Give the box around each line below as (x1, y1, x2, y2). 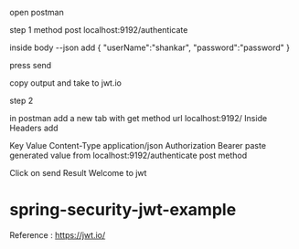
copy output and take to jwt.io (9, 78, 122, 88)
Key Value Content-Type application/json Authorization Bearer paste (9, 140, 267, 150)
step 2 (9, 95, 34, 106)
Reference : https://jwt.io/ (9, 229, 106, 240)
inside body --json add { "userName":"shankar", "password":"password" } (9, 42, 291, 53)
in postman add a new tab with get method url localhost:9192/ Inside (9, 113, 268, 123)
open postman (9, 7, 64, 17)
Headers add (9, 122, 59, 133)
